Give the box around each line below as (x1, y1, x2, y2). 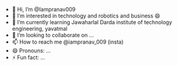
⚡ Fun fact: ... (11, 54, 45, 61)
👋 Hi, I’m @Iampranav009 (11, 6, 76, 13)
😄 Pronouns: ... (11, 47, 51, 54)
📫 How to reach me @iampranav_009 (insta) (11, 38, 124, 45)
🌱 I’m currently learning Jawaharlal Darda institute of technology (11, 19, 173, 25)
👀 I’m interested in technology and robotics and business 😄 (11, 12, 161, 19)
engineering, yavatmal (11, 25, 68, 32)
